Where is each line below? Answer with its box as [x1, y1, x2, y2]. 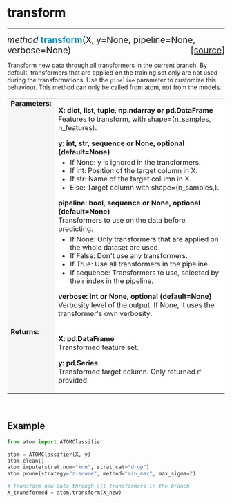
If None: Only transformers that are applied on [70, 234, 219, 244]
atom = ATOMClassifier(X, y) [7, 451, 91, 458]
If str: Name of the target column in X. [70, 174, 192, 184]
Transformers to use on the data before [58, 215, 186, 225]
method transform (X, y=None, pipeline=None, [7, 34, 195, 46]
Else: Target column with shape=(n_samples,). [70, 182, 220, 192]
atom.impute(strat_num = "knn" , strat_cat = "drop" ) [7, 464, 150, 471]
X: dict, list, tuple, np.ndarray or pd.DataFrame [58, 105, 213, 115]
